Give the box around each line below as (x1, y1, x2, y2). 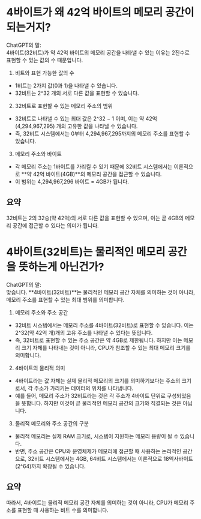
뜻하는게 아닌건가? (18, 260, 104, 274)
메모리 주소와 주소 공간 (14, 308, 68, 316)
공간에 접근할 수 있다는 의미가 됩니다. (12, 221, 99, 229)
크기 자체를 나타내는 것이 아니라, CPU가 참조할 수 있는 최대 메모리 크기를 (21, 344, 191, 351)
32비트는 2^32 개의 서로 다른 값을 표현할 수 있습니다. (14, 89, 139, 97)
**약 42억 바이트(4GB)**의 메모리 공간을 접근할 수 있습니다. (21, 170, 162, 178)
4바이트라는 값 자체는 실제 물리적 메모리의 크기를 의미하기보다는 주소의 (14, 377, 181, 384)
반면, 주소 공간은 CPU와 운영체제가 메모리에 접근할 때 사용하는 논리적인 (14, 448, 182, 455)
